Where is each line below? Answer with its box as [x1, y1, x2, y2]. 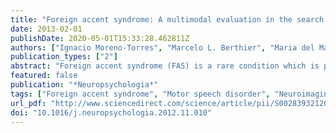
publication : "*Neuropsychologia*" [10, 80, 159, 90]
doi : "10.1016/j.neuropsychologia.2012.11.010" [10, 107, 213, 118]
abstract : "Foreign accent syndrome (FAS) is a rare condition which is [10, 61, 320, 71]
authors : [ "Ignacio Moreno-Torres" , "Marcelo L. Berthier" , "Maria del [10, 42, 315, 53]
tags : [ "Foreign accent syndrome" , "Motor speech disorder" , [10, 89, 271, 99]
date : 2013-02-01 [10, 24, 83, 34]
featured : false [10, 71, 78, 81]
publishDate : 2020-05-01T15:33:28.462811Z [10, 33, 190, 43]
